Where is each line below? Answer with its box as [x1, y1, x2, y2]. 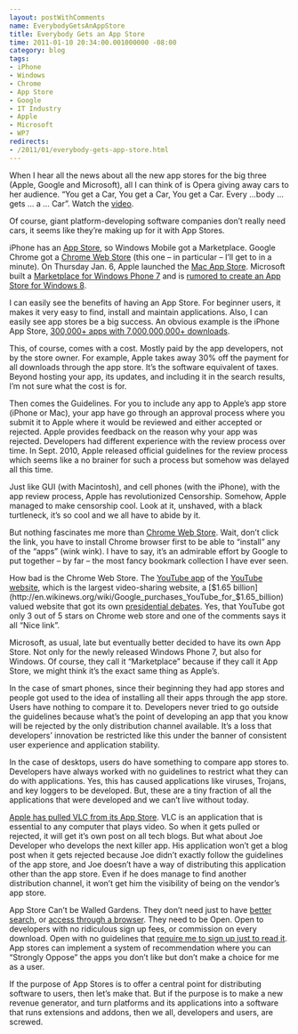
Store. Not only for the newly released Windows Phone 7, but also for [9, 646, 262, 657]
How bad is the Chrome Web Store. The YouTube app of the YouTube [9, 572, 263, 583]
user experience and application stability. [9, 739, 160, 750]
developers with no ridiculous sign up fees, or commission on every [9, 923, 258, 934]
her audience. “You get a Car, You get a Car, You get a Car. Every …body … [9, 189, 285, 199]
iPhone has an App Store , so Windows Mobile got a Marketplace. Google [9, 242, 276, 253]
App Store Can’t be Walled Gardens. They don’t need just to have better [9, 904, 272, 915]
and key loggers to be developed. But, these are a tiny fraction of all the [9, 785, 272, 796]
